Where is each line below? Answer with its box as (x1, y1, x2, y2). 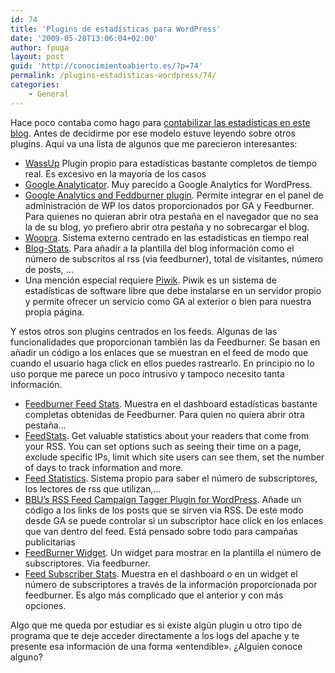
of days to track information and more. (24, 461, 184, 473)
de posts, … (24, 263, 74, 275)
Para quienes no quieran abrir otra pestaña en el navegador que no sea (24, 210, 319, 222)
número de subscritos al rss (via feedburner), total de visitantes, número (24, 252, 324, 265)
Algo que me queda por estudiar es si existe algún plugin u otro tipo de (10, 619, 303, 631)
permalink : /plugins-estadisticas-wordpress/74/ (10, 71, 217, 81)
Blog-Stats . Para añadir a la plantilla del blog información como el (24, 242, 295, 254)
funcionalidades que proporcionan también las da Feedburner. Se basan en (10, 336, 321, 348)
